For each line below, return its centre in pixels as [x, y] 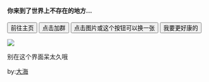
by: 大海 [18, 72]
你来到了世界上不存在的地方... [50, 10]
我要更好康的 [181, 29]
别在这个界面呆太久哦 [37, 57]
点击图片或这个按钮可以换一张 [115, 29]
